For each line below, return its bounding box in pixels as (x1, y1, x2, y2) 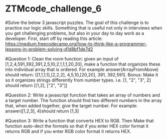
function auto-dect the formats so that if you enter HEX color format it (5, 123, 149, 129)
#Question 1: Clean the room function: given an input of (5, 55, 119, 61)
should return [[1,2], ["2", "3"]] (5, 82, 67, 88)
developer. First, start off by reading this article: (5, 35, 103, 41)
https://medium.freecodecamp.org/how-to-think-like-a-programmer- (5, 40, 147, 46)
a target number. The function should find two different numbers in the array (5, 97, 162, 103)
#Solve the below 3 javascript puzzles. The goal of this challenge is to (5, 19, 149, 25)
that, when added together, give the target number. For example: (5, 102, 138, 108)
